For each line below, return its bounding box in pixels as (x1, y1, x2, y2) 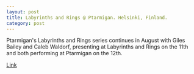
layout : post (6, 8, 40, 15)
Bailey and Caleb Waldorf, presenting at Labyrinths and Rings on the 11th (6, 43, 189, 50)
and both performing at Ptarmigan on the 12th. (6, 50, 123, 57)
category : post (6, 20, 45, 26)
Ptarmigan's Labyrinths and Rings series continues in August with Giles (6, 37, 185, 44)
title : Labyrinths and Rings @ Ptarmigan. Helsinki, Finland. (6, 15, 168, 21)
